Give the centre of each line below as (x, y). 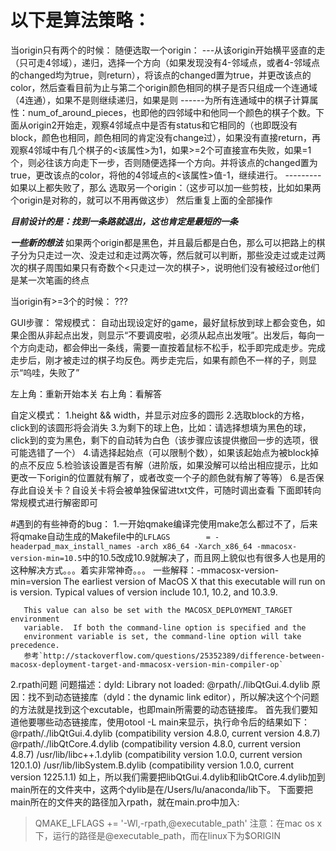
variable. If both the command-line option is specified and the (165, 627)
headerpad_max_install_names (71, 546)
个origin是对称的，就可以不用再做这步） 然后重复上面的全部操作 (141, 200)
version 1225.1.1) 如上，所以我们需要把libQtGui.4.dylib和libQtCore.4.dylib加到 (168, 777)
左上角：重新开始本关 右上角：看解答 (86, 393)
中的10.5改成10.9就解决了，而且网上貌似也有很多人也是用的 (203, 557)
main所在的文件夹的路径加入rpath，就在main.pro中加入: (125, 802)
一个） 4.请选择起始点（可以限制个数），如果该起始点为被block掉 (186, 452)
